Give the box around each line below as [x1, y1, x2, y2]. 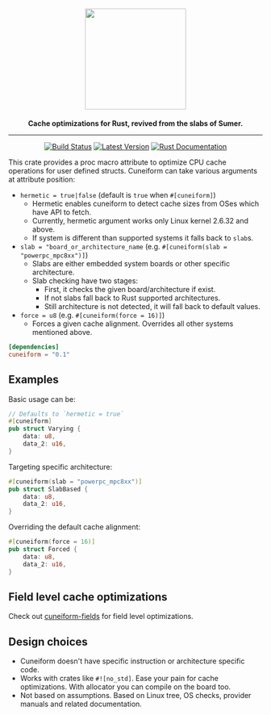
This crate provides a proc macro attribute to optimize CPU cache [8, 157, 227, 167]
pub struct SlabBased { [8, 485, 89, 493]
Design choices [8, 634, 89, 649]
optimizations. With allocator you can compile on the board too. [19, 682, 231, 692]
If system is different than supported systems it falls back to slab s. [31, 232, 254, 242]
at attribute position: [8, 174, 76, 184]
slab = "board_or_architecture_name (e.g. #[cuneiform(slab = [19, 241, 227, 251]
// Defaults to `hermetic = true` [8, 410, 125, 418]
